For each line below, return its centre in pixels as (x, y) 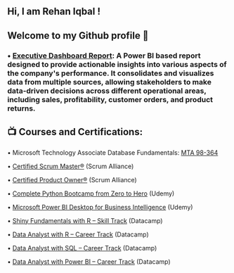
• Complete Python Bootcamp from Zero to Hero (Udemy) (91, 193)
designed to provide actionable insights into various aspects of (117, 64)
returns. (21, 108)
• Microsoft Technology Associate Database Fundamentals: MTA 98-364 (113, 152)
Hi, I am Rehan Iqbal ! (54, 12)
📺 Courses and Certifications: (75, 132)
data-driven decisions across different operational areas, (107, 91)
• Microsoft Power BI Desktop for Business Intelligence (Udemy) (100, 207)
